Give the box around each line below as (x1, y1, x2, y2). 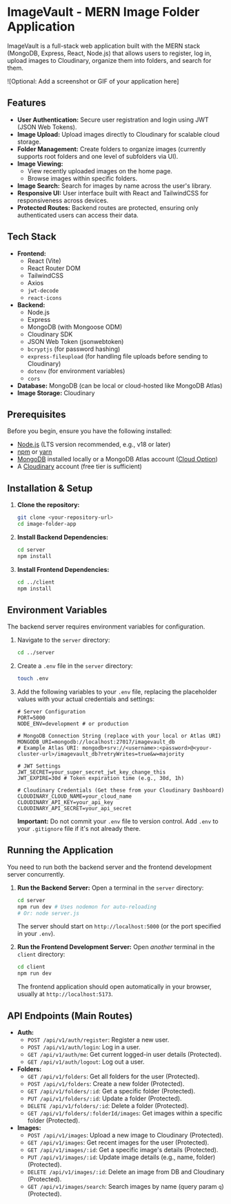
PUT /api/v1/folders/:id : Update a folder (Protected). (27, 1094, 182, 1102)
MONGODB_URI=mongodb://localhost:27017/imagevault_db (17, 738, 175, 745)
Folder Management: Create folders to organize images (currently (17, 144, 206, 153)
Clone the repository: (17, 501, 80, 509)
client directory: (17, 950, 66, 959)
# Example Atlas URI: (17, 745, 79, 752)
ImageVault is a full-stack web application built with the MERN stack (7, 41, 201, 50)
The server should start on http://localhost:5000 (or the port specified (17, 922, 221, 930)
